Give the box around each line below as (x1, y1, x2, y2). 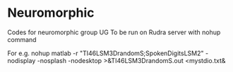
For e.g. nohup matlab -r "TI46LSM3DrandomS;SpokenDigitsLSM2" (7, 49, 204, 57)
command (7, 35, 37, 43)
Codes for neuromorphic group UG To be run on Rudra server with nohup (7, 28, 221, 36)
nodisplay (7, 56, 36, 64)
